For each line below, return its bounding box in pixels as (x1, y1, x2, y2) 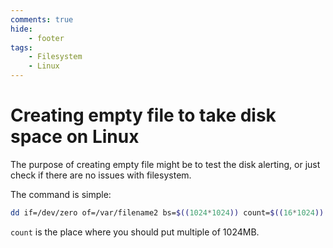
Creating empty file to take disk (10, 104, 277, 127)
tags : (10, 42, 33, 53)
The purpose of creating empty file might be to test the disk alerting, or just (10, 158, 321, 170)
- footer (28, 33, 65, 43)
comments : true (10, 14, 74, 25)
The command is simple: (10, 188, 112, 200)
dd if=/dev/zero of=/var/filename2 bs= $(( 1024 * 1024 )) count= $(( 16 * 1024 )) (10, 207, 325, 218)
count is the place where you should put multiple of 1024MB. (10, 226, 260, 238)
